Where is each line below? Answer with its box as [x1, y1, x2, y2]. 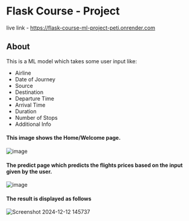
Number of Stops [14, 114, 58, 121]
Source [14, 82, 33, 89]
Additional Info [14, 120, 52, 128]
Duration [14, 107, 37, 115]
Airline [14, 69, 31, 76]
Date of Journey [14, 75, 55, 82]
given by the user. [6, 167, 52, 175]
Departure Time [14, 95, 54, 102]
